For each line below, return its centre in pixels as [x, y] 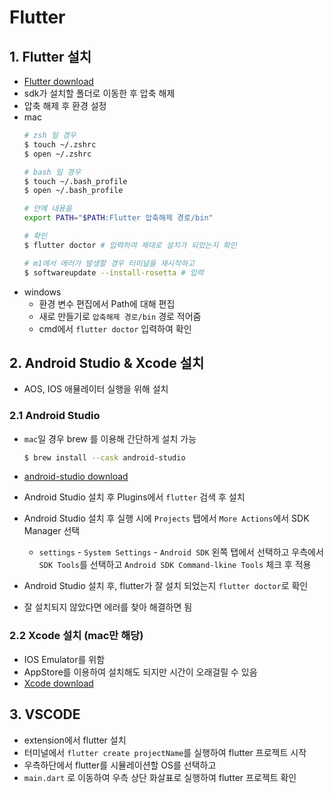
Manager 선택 [52, 531]
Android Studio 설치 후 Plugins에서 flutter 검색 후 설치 [134, 497]
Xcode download [58, 683]
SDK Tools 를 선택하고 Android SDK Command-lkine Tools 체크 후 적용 [175, 565]
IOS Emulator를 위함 [64, 659]
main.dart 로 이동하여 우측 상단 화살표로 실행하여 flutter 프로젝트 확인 [160, 777]
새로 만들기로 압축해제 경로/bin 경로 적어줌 [120, 316]
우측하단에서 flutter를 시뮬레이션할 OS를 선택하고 [120, 765]
